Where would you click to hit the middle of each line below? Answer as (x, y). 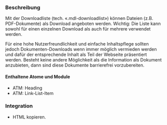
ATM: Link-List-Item (33, 93)
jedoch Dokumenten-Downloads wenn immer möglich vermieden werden (81, 49)
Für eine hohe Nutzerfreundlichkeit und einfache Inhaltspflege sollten (77, 44)
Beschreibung (23, 7)
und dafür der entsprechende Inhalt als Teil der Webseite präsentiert (76, 54)
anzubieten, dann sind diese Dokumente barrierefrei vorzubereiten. (75, 65)
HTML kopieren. (29, 117)
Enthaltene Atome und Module (38, 76)
